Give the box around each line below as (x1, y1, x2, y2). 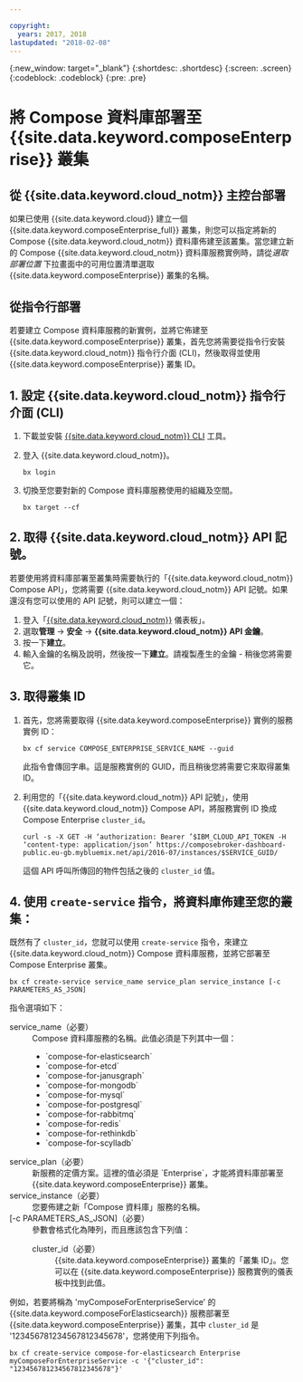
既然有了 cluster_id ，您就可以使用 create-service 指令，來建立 (9, 936, 249, 947)
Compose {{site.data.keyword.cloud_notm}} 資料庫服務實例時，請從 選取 (19, 247, 289, 258)
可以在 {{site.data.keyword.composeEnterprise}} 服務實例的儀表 (54, 1266, 294, 1277)
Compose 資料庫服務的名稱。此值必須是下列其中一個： (32, 1033, 237, 1044)
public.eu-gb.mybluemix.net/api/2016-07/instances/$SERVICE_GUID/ (22, 848, 279, 857)
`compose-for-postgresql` (44, 1099, 143, 1110)
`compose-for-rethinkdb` (44, 1128, 138, 1139)
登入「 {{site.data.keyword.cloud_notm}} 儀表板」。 (22, 614, 211, 625)
